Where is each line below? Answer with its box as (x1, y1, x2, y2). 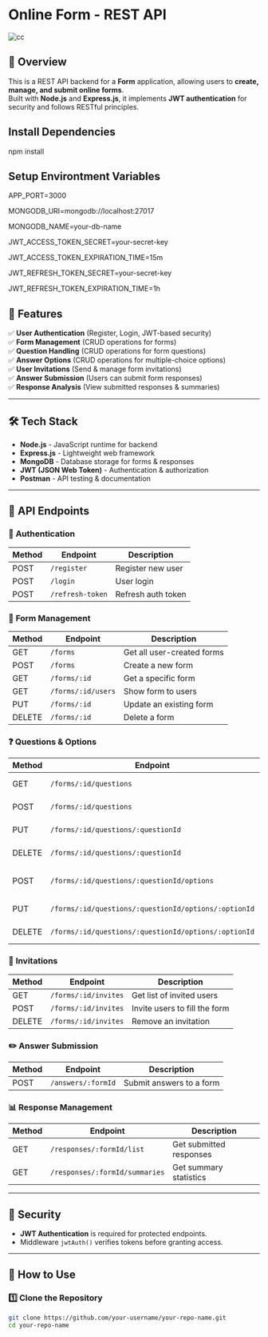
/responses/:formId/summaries (50, 1168, 165, 1177)
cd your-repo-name (8, 1321, 69, 1329)
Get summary (172, 1162, 223, 1173)
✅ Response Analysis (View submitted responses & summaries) (8, 382, 220, 392)
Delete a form (123, 711, 175, 723)
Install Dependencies (8, 126, 116, 139)
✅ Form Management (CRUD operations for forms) (8, 338, 177, 347)
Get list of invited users (131, 990, 219, 1001)
